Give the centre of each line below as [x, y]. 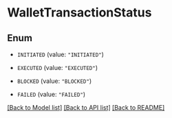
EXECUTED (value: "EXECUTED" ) [57, 68]
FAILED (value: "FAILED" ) [51, 94]
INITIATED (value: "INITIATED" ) [61, 54]
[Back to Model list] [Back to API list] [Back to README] [86, 107]
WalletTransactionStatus [79, 13]
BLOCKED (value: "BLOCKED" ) [54, 81]
